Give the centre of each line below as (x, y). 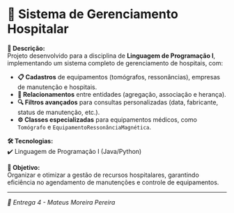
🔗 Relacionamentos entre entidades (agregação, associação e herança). (122, 94)
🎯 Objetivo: (24, 167)
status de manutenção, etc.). (58, 112)
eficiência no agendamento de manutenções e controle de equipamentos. (113, 182)
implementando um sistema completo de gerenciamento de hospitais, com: (115, 63)
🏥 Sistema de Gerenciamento (93, 14)
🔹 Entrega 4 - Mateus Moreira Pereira (61, 202)
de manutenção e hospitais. (57, 87)
